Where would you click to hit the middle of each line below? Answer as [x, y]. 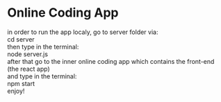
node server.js [28, 54]
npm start [21, 83]
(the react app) [28, 69]
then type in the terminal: [43, 46]
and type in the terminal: [42, 76]
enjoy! [16, 91]
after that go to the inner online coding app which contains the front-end [111, 61]
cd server [21, 39]
